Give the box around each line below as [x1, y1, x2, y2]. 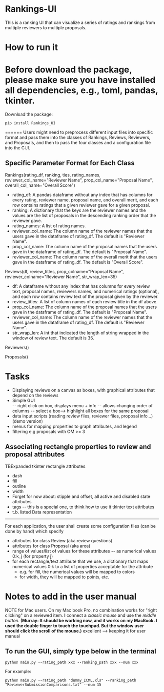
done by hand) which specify [5, 528, 64, 534]
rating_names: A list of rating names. [12, 223, 86, 229]
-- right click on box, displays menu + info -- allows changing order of [12, 402, 153, 408]
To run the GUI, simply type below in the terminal [5, 647, 156, 655]
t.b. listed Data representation [12, 509, 72, 515]
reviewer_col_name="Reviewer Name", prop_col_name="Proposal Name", [5, 177, 153, 183]
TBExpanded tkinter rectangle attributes [5, 463, 85, 469]
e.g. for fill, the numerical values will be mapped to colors [19, 569, 135, 574]
